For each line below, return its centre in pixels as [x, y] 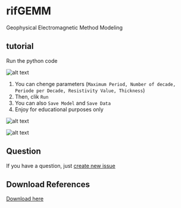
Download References [48, 184]
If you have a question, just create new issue [61, 166]
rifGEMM [29, 11]
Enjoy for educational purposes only [59, 109]
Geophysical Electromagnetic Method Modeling [65, 27]
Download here [25, 199]
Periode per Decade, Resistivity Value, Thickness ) [80, 90]
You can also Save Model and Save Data [63, 103]
